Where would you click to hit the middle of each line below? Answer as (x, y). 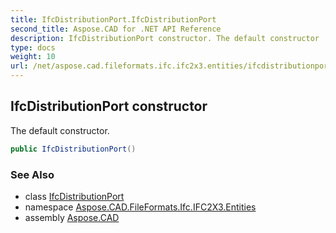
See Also (32, 174)
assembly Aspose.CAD (72, 217)
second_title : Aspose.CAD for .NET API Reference (116, 29)
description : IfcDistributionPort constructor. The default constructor (165, 38)
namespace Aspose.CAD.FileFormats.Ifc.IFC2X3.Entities (140, 207)
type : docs (33, 47)
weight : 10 (33, 57)
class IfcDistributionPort (74, 196)
